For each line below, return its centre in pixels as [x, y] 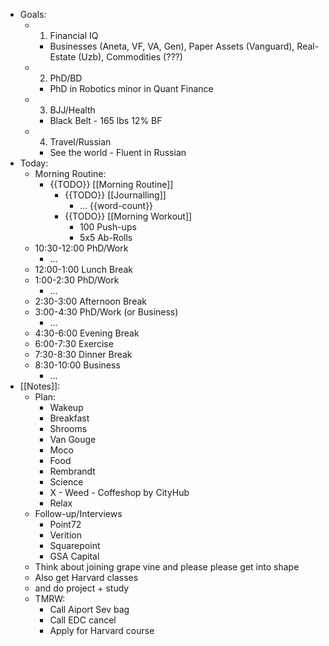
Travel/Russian [80, 142]
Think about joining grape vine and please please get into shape [167, 567]
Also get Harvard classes [86, 577]
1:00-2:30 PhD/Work [77, 280]
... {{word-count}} [116, 205]
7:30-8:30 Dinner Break [83, 354]
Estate [63, 57]
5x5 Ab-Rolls [106, 237]
